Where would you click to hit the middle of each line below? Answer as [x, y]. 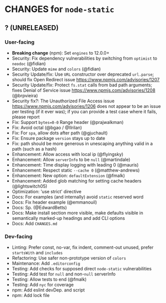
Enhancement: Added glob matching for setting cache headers [77, 181]
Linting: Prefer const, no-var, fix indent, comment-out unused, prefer [82, 247]
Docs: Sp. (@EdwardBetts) [39, 207]
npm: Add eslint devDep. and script [48, 290]
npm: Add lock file [31, 295]
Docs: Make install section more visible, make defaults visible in [77, 213]
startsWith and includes [37, 253]
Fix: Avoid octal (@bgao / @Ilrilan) [47, 127]
